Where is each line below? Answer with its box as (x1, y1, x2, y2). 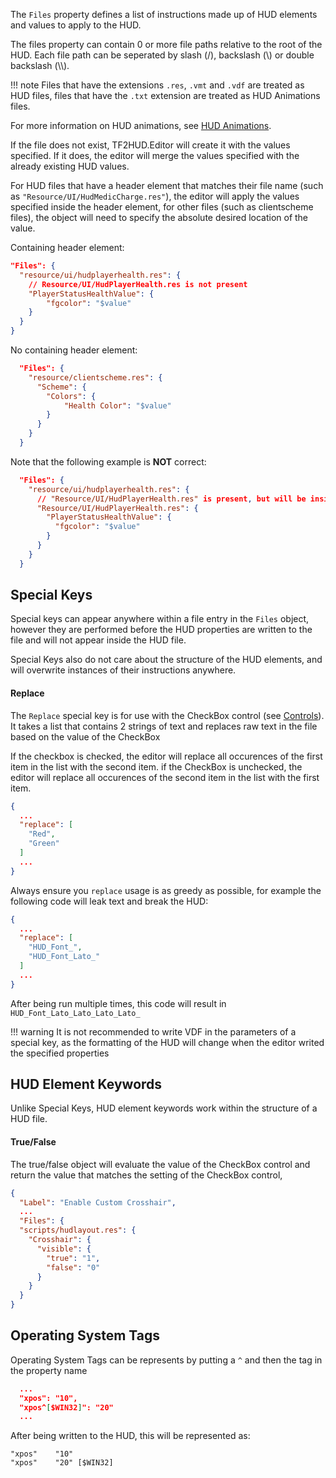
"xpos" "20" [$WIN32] (10, 1458, 114, 1468)
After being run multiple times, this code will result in (10, 997, 227, 1009)
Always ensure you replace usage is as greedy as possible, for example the (10, 884, 322, 896)
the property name (10, 1364, 88, 1376)
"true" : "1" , (46, 1253, 101, 1263)
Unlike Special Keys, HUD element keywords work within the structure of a (10, 1102, 318, 1114)
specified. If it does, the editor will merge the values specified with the (10, 150, 300, 161)
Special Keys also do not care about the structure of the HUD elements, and (10, 654, 323, 666)
